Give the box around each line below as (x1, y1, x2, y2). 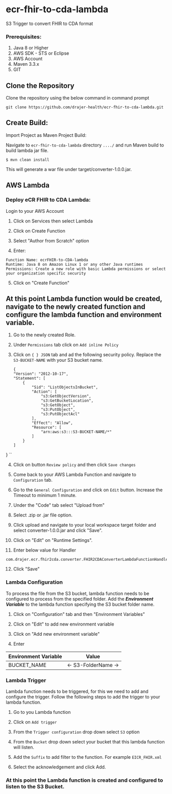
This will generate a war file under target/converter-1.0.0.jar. (6, 166, 132, 172)
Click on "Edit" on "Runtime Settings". (13, 537, 93, 543)
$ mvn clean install (6, 157, 50, 162)
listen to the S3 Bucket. (6, 783, 65, 790)
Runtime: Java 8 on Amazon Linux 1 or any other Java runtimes (6, 262, 143, 267)
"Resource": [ (32, 425, 62, 430)
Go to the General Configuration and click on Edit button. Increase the (13, 487, 163, 493)
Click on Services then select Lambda (13, 218, 93, 224)
